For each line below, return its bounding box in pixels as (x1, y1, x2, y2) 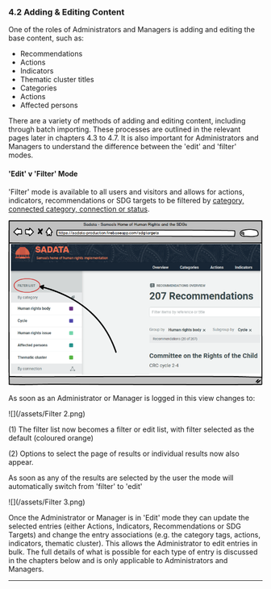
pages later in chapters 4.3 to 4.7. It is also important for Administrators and (8, 133, 260, 143)
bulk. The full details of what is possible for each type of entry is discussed (8, 547, 258, 557)
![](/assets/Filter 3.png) (8, 497, 86, 507)
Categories (19, 83, 57, 93)
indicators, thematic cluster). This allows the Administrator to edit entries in (8, 538, 258, 548)
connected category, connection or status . (8, 204, 150, 214)
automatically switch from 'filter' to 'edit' (8, 481, 143, 491)
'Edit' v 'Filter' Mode (8, 169, 78, 178)
